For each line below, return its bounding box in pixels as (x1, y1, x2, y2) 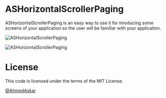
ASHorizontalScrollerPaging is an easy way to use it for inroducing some (5, 20, 154, 26)
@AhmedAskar (5, 88, 36, 94)
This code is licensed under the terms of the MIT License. (5, 78, 123, 84)
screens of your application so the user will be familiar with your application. (5, 25, 162, 31)
